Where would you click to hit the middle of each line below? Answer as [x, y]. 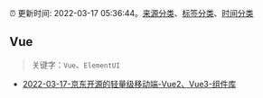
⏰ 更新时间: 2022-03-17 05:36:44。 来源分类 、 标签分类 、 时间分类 [131, 13]
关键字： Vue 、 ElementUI [75, 65]
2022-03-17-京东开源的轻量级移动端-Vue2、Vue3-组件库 [129, 84]
